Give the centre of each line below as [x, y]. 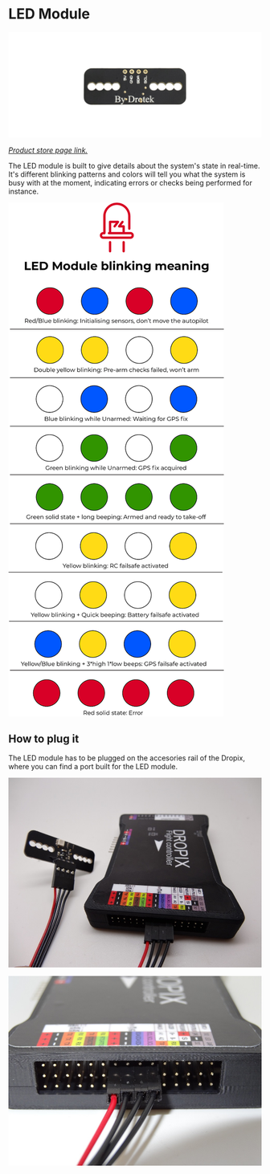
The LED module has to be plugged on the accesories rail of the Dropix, [127, 758]
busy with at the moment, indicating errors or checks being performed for [131, 182]
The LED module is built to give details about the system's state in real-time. [134, 165]
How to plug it [44, 739]
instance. [24, 191]
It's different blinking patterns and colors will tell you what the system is [127, 174]
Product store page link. [48, 150]
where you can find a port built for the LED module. [93, 767]
